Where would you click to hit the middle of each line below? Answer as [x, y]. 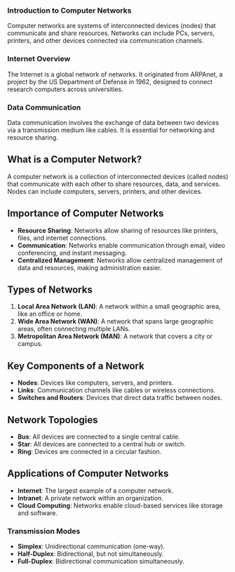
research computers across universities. [66, 89]
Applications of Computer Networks [88, 473]
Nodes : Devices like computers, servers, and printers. [95, 383]
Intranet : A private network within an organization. [90, 498]
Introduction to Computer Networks [69, 11]
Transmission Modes [44, 531]
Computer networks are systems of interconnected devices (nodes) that [112, 26]
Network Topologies [53, 420]
